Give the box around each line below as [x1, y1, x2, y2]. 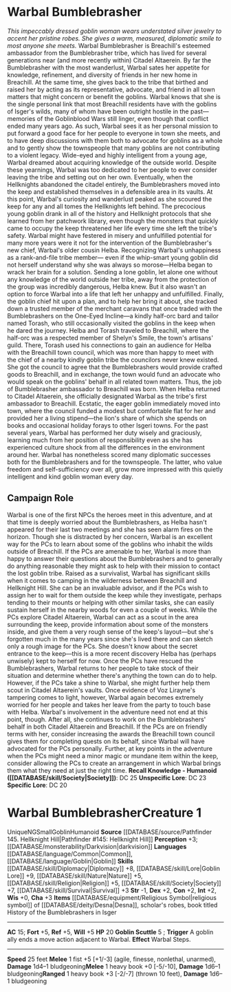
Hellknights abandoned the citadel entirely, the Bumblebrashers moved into [7, 180, 221, 188]
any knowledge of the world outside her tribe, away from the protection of [7, 275, 217, 283]
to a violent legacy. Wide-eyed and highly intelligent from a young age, [7, 151, 208, 159]
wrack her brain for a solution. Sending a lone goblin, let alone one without [7, 267, 218, 276]
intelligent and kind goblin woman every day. [7, 472, 134, 481]
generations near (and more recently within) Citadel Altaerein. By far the [7, 56, 212, 64]
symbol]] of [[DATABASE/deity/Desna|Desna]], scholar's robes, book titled [7, 901, 218, 909]
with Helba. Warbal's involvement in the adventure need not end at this [7, 707, 208, 716]
